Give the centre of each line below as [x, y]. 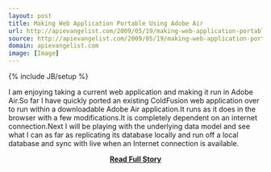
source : [21, 38]
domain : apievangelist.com [54, 46]
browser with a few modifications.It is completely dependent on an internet [133, 117]
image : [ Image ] [34, 53]
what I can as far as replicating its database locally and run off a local [123, 135]
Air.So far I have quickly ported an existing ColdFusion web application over [134, 101]
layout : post [30, 16]
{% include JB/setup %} [48, 76]
